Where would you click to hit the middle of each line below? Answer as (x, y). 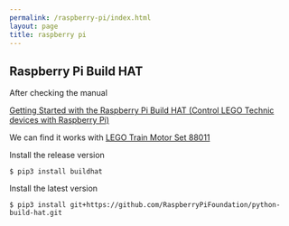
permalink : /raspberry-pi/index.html (80, 18)
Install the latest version (53, 188)
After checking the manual (59, 93)
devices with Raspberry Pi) (60, 120)
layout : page (34, 26)
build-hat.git (36, 213)
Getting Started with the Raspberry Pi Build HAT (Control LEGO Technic (142, 110)
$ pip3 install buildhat (56, 172)
